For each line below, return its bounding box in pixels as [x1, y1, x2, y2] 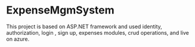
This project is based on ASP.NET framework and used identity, [6, 23, 162, 30]
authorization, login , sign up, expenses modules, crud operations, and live [6, 29, 190, 36]
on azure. [6, 35, 30, 42]
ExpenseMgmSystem [6, 4, 114, 17]
